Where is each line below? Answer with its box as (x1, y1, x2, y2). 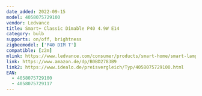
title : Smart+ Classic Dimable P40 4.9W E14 (6, 25, 120, 32)
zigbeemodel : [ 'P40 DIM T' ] (6, 42, 77, 48)
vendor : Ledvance (6, 20, 50, 26)
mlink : (6, 53, 23, 59)
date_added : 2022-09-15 (6, 8, 66, 15)
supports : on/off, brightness (6, 36, 82, 42)
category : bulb (6, 31, 44, 37)
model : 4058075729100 (6, 14, 61, 20)
